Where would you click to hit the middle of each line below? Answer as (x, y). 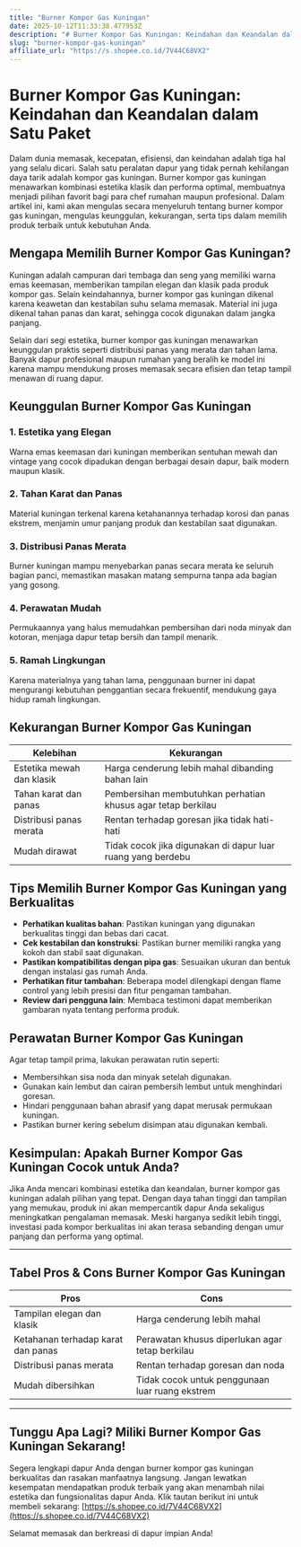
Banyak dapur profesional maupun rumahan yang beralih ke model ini (138, 359)
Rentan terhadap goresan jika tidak (178, 820)
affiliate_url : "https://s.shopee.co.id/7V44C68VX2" (110, 51)
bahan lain (126, 779)
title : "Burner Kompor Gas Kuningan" (80, 18)
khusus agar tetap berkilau (160, 804)
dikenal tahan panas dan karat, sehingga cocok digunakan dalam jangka (142, 313)
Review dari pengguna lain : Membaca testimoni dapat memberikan (147, 1000)
